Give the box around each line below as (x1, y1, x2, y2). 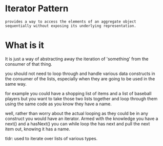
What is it (5, 40, 44, 51)
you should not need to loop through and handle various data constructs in (5, 71, 155, 76)
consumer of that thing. (5, 61, 52, 67)
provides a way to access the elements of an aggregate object (5, 19, 137, 24)
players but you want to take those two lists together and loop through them (5, 96, 158, 101)
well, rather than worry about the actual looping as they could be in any (5, 110, 148, 116)
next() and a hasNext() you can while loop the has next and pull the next (5, 121, 150, 126)
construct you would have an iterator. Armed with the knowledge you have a (5, 116, 159, 122)
